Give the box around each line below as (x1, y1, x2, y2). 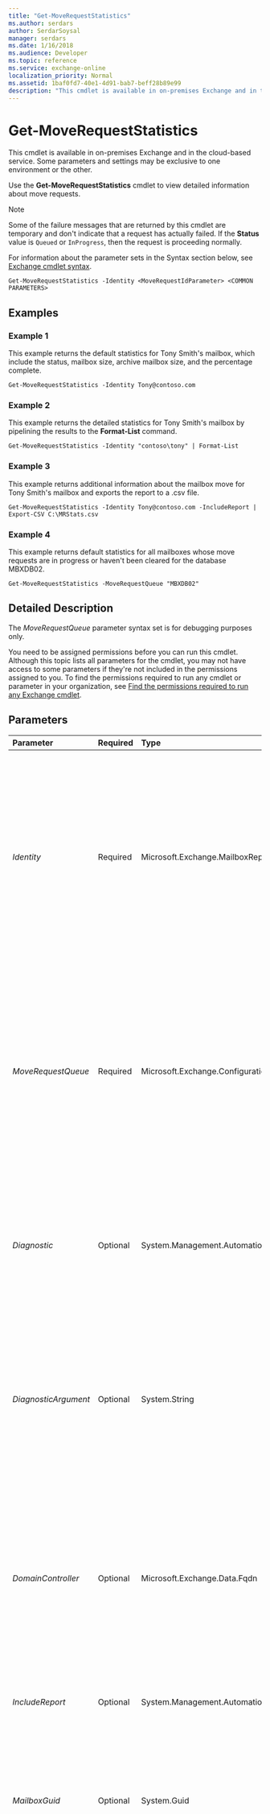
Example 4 (8, 529, 51, 540)
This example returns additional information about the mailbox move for (8, 479, 245, 489)
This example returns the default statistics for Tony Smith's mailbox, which (8, 348, 256, 358)
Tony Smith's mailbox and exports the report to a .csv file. (8, 488, 199, 497)
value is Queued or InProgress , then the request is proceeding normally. (8, 237, 243, 247)
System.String (141, 1393, 194, 1404)
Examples (8, 306, 59, 320)
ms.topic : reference (8, 57, 78, 65)
